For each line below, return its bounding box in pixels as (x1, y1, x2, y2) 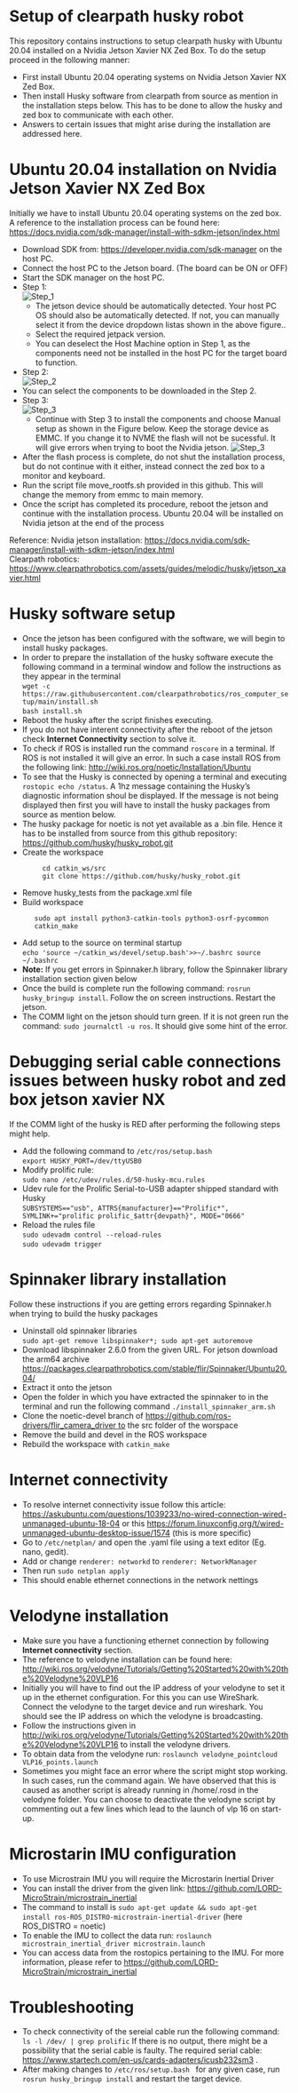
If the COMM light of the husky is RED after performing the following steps (9, 1118, 281, 1129)
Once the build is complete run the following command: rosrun (21, 983, 251, 993)
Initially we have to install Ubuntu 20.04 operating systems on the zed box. (9, 207, 282, 219)
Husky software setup (9, 604, 176, 624)
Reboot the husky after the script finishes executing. (21, 714, 214, 725)
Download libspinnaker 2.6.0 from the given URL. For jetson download (21, 1344, 278, 1355)
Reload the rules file (21, 1219, 96, 1230)
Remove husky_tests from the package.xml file (21, 887, 192, 898)
